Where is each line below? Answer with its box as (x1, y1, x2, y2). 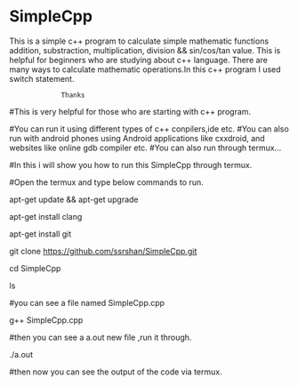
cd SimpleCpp (9, 262, 61, 273)
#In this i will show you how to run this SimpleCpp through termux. (9, 159, 253, 170)
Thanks (60, 91, 86, 100)
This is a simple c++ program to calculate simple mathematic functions (9, 36, 270, 46)
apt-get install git (9, 229, 72, 239)
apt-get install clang (9, 211, 83, 221)
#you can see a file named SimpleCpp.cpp (9, 297, 165, 308)
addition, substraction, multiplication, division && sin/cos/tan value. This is (9, 44, 281, 55)
